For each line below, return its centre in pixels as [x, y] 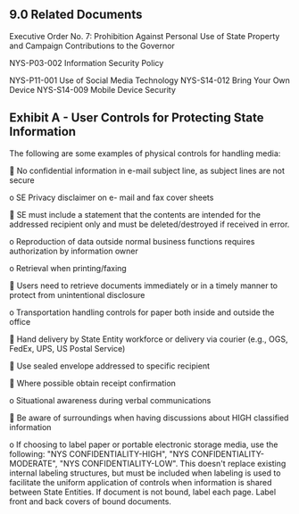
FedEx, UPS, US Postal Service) [67, 348]
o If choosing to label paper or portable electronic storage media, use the [144, 444]
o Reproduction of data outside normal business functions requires [132, 241]
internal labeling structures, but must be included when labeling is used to [145, 473]
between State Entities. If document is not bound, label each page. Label [143, 492]
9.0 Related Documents [76, 15]
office [20, 321]
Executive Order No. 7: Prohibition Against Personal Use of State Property [145, 36]
